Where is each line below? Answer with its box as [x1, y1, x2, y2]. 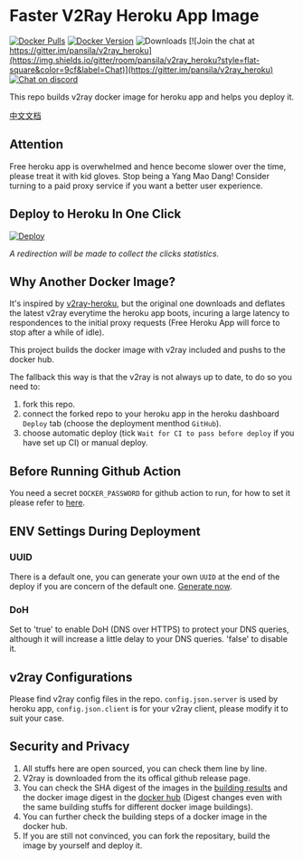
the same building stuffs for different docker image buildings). [22, 801, 253, 812]
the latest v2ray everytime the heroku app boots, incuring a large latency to [9, 308, 290, 319]
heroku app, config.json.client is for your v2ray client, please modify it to [9, 702, 289, 713]
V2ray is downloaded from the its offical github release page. [22, 772, 251, 783]
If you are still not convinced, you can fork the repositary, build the [22, 830, 270, 841]
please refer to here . [9, 497, 86, 508]
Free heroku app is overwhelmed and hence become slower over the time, [9, 160, 287, 172]
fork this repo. [22, 399, 75, 410]
